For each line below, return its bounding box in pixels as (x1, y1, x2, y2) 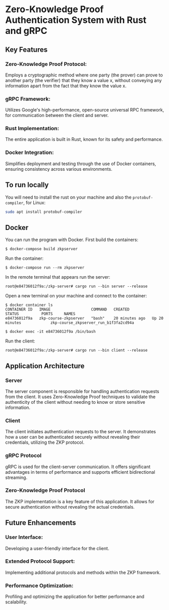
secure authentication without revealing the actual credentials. (5, 504, 135, 510)
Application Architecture (5, 361, 85, 370)
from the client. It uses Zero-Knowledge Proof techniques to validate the (5, 394, 156, 400)
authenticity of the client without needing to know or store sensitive (5, 399, 145, 405)
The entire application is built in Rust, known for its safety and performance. (5, 136, 163, 142)
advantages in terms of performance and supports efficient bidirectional (5, 469, 155, 475)
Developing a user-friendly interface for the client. (5, 545, 109, 551)
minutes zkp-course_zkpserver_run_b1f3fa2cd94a (5, 320, 135, 325)
